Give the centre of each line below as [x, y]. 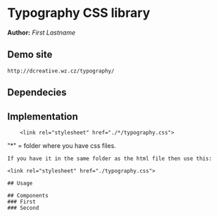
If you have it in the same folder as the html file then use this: [110, 159]
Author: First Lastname [41, 32]
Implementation [43, 117]
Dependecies [37, 93]
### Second [23, 208]
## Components [28, 195]
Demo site [30, 55]
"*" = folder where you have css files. [62, 145]
